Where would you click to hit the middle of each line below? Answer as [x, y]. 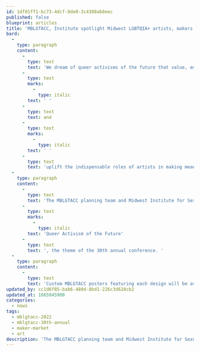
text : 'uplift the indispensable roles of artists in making [105, 167]
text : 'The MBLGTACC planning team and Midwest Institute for [106, 201]
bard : [13, 34]
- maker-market [30, 328]
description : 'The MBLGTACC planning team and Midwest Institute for [94, 339]
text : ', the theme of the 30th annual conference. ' [96, 250]
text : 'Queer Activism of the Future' [76, 233]
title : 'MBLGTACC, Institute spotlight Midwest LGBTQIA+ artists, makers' [101, 28]
